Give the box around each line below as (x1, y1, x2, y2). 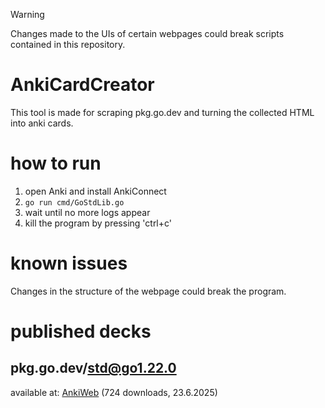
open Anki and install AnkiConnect (24, 185, 167, 197)
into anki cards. (10, 117, 74, 129)
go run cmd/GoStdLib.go (24, 197, 125, 208)
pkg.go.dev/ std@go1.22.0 (10, 360, 177, 377)
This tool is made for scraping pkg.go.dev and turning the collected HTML (10, 106, 315, 118)
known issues (10, 252, 128, 275)
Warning (10, 9, 45, 20)
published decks (10, 320, 152, 343)
